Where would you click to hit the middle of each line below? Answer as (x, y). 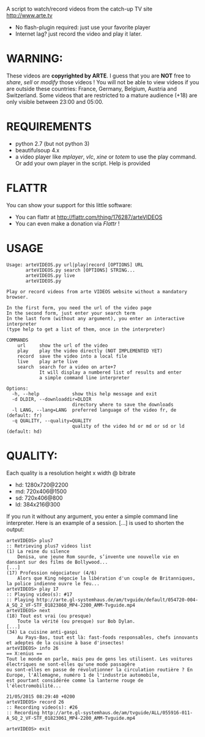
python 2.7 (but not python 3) (52, 143)
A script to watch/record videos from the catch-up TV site (80, 9)
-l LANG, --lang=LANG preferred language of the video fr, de (94, 410)
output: (15, 529)
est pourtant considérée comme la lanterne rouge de (75, 680)
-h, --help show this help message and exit (84, 394)
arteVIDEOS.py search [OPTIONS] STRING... (80, 270)
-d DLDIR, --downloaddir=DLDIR (52, 399)
